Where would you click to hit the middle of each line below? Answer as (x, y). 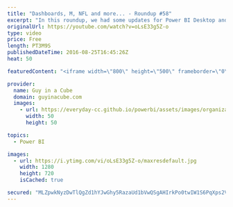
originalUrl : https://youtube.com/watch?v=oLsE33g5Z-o (88, 26)
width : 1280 (37, 167)
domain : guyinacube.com (48, 97)
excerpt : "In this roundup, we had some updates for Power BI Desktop (111, 20)
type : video (24, 33)
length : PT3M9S (29, 46)
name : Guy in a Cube (43, 90)
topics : (18, 135)
